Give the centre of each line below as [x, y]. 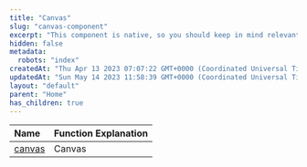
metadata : [28, 52]
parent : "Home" [38, 94]
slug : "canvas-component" [58, 26]
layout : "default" [44, 86]
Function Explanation [101, 133]
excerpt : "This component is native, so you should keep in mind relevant [155, 35]
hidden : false [37, 43]
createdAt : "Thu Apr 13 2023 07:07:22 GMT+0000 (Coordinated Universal [148, 69]
